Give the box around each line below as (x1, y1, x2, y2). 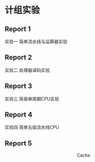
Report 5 (4, 139, 32, 148)
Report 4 (4, 111, 32, 119)
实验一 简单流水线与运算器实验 (4, 38, 67, 44)
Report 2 (4, 53, 32, 62)
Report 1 (4, 24, 31, 33)
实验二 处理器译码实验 (4, 67, 50, 73)
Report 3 (4, 82, 32, 90)
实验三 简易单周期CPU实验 (4, 96, 59, 102)
